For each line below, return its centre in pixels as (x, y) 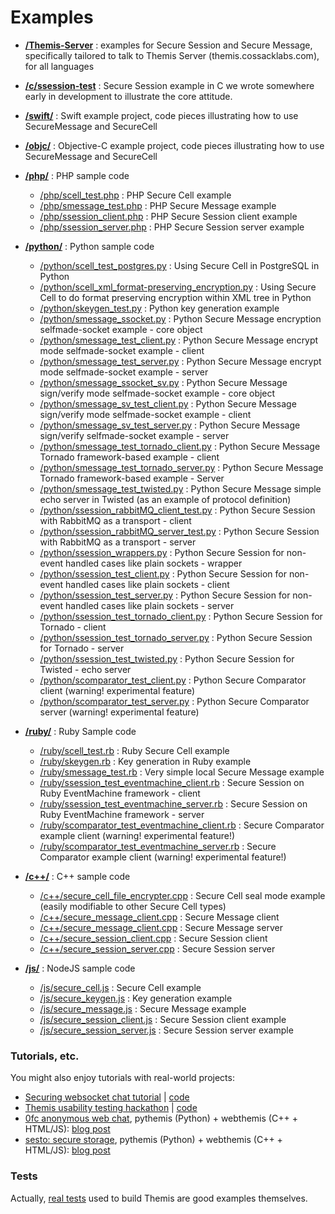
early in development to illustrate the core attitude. (128, 96)
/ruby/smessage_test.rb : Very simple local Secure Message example (182, 772)
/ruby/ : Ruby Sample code (80, 731)
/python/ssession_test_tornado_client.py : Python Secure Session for (181, 616)
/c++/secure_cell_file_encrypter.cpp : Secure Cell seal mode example (182, 895)
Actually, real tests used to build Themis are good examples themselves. (159, 1198)
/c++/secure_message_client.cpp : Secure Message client (159, 917)
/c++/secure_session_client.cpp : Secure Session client (153, 938)
